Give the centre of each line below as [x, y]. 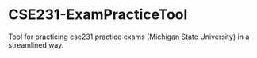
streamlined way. [36, 44]
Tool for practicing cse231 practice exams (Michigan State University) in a [129, 37]
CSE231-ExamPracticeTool [98, 15]
